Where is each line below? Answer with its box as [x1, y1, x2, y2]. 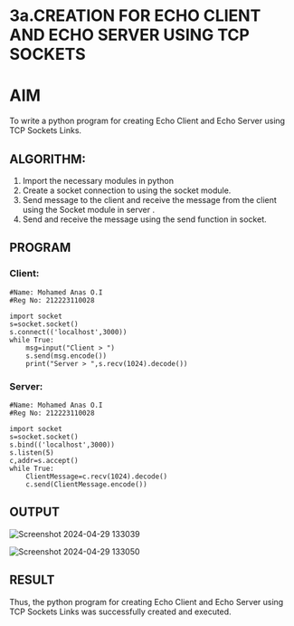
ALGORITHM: [9, 151, 86, 167]
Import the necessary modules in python [22, 175, 175, 186]
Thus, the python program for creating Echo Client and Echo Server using [9, 596, 284, 607]
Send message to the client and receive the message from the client [22, 194, 278, 205]
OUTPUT [9, 505, 61, 520]
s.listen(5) [9, 448, 54, 457]
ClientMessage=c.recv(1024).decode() [25, 472, 168, 481]
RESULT [9, 573, 55, 588]
